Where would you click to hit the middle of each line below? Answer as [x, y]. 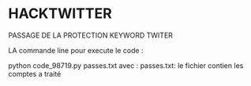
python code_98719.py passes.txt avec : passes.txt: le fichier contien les [126, 65]
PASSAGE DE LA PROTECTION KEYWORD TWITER [91, 35]
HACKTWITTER [60, 14]
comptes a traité [35, 73]
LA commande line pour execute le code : [76, 50]
